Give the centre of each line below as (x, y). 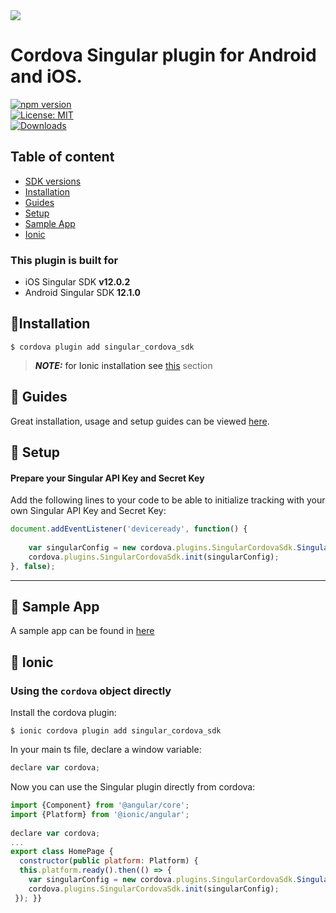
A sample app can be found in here (82, 631)
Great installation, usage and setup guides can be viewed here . (140, 421)
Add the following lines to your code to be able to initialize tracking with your (168, 500)
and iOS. (46, 76)
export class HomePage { (62, 852)
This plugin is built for (64, 260)
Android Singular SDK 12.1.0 (83, 293)
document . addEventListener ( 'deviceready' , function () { (129, 529)
